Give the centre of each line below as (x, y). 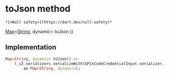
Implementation (31, 48)
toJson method (38, 9)
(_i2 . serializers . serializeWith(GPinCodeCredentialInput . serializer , (90, 63)
